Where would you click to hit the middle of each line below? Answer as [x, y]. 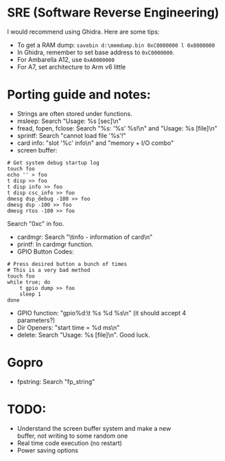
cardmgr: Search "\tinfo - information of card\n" [85, 237]
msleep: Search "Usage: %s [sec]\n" [69, 121]
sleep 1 [30, 294]
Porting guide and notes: [79, 95]
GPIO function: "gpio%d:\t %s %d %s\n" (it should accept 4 [102, 313]
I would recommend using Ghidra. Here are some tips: [83, 32]
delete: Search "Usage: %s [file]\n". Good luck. [84, 335]
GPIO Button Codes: [45, 251]
